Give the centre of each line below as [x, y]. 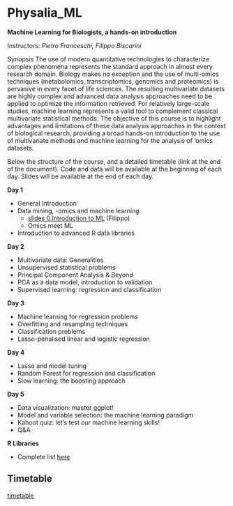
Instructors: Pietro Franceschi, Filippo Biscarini [74, 45]
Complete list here [44, 457]
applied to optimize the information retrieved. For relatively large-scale [108, 103]
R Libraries [23, 443]
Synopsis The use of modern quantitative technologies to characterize [108, 59]
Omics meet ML [50, 225]
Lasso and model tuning [52, 366]
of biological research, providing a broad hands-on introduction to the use [114, 133]
